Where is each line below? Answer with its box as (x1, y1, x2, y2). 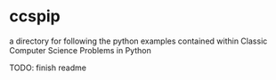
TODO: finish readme (9, 62, 87, 73)
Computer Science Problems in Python (9, 44, 151, 55)
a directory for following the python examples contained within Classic (9, 36, 268, 46)
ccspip (9, 6, 61, 27)
